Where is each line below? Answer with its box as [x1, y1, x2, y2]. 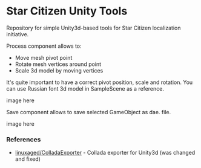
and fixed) [15, 155, 41, 163]
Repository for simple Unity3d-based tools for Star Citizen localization [6, 24, 181, 31]
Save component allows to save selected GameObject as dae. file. [6, 108, 171, 115]
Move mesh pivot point [15, 54, 73, 61]
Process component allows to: [6, 42, 82, 50]
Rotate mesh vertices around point [15, 60, 102, 68]
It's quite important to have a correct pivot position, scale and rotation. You [6, 79, 193, 86]
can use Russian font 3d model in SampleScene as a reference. [6, 85, 165, 92]
